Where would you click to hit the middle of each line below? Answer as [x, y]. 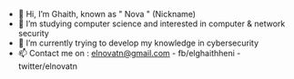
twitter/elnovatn [47, 66]
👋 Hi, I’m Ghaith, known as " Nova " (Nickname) [107, 14]
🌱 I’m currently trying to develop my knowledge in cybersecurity [138, 43]
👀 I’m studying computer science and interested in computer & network [152, 24]
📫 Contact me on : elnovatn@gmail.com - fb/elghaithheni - [129, 53]
